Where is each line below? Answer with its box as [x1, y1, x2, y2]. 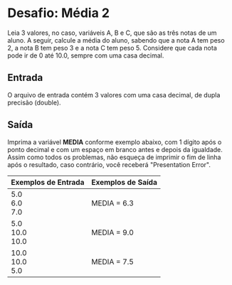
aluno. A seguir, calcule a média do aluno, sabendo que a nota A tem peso [7, 36, 226, 44]
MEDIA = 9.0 [91, 227, 134, 237]
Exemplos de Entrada [11, 177, 85, 187]
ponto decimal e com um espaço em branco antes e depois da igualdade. [7, 145, 223, 154]
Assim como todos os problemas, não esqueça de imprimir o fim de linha [7, 153, 221, 161]
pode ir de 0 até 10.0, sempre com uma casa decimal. [7, 51, 164, 60]
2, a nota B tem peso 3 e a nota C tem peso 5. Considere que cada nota [7, 43, 217, 52]
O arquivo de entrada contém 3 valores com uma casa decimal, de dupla [7, 90, 221, 99]
